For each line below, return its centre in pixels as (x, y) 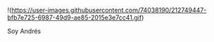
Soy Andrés (24, 31)
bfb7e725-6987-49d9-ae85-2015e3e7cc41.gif (75, 17)
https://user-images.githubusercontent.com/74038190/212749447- (109, 10)
